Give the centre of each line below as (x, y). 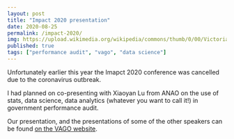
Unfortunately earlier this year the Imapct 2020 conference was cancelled (113, 72)
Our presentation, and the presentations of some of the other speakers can (115, 121)
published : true (31, 46)
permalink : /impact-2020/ (45, 33)
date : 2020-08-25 (32, 26)
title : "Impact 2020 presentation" (59, 20)
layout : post (26, 14)
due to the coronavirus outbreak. (54, 79)
